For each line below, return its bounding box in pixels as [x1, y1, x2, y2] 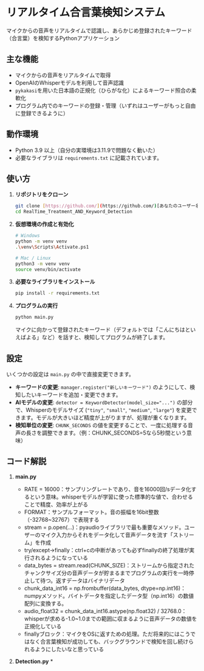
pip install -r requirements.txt [15, 290, 100, 296]
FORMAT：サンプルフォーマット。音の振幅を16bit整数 [24, 508, 159, 516]
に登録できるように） [15, 109, 69, 116]
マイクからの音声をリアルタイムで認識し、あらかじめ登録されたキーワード [6, 27, 192, 34]
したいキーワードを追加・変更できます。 [20, 391, 121, 398]
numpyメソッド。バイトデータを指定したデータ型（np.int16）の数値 [24, 592, 194, 599]
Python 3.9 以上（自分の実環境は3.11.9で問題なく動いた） [15, 146, 159, 154]
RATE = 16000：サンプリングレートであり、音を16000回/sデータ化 [24, 485, 191, 492]
